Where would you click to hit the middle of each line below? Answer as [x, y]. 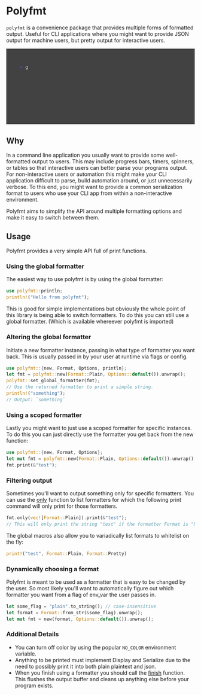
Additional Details [33, 634]
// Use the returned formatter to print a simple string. [80, 387]
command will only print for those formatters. [62, 506]
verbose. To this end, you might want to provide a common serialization [94, 187]
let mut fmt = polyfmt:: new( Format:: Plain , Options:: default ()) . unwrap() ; [101, 459]
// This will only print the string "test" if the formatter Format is [97, 524]
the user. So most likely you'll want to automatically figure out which [90, 588]
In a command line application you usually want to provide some [85, 155]
